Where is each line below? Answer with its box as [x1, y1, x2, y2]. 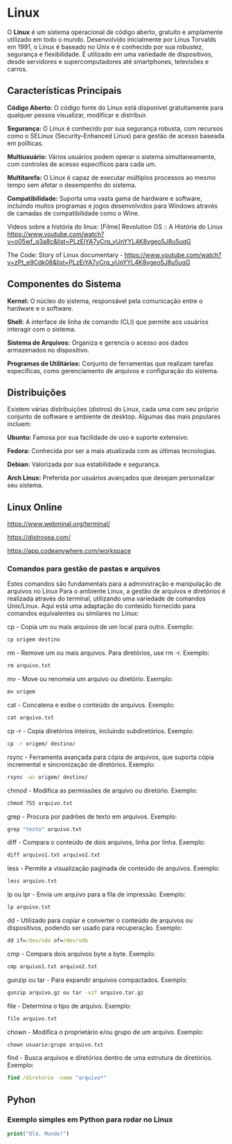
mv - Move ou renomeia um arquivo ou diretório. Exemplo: [7, 675, 173, 683]
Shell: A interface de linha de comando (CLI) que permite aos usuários [7, 318, 209, 326]
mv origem [7, 688, 36, 696]
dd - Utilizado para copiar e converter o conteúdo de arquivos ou [7, 916, 193, 925]
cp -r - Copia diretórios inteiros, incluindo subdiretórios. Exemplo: [7, 726, 195, 735]
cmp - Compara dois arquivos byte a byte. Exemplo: [7, 949, 156, 958]
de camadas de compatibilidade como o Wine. [7, 209, 140, 217]
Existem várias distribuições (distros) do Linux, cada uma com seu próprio [7, 405, 220, 414]
